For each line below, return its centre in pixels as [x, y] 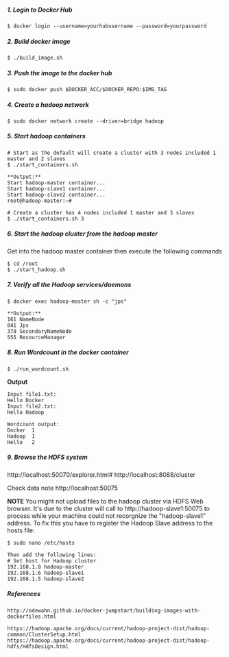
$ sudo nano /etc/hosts [41, 543]
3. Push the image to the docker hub [60, 73]
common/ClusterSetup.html [44, 634]
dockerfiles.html [32, 617]
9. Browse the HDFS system [47, 457]
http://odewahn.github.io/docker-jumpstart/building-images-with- [104, 610]
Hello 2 [21, 442]
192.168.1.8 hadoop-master [46, 567]
